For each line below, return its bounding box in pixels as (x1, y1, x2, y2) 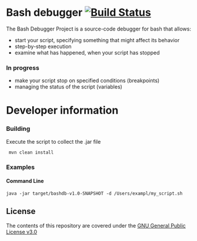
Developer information (6, 104, 119, 117)
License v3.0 (6, 228, 37, 235)
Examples (6, 163, 35, 171)
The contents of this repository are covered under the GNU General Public (6, 222, 186, 229)
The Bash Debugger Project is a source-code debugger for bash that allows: (6, 25, 192, 32)
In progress (6, 63, 39, 72)
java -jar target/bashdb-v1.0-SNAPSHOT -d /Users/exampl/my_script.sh (6, 191, 183, 196)
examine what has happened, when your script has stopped (14, 49, 160, 56)
